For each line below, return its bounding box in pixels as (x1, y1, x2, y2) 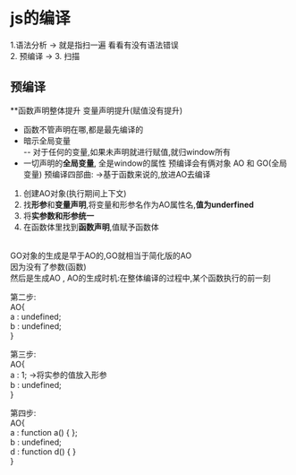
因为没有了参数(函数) (10, 261, 88, 272)
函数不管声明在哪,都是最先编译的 (22, 124, 144, 134)
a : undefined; (10, 311, 62, 322)
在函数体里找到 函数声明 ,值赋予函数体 (22, 221, 159, 232)
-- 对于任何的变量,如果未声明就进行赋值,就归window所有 (22, 146, 231, 157)
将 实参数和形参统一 (22, 210, 95, 220)
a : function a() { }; (10, 427, 79, 437)
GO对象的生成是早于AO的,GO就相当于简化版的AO (10, 250, 192, 261)
